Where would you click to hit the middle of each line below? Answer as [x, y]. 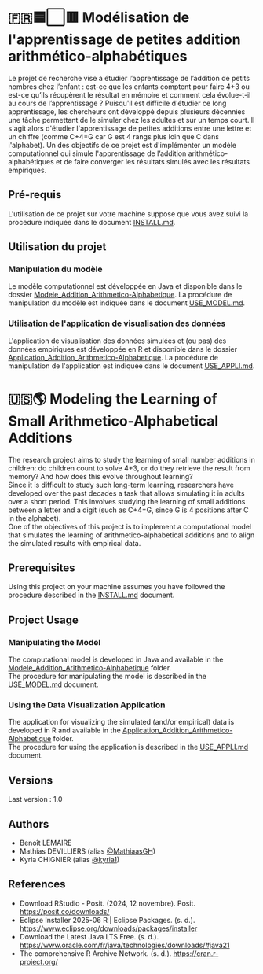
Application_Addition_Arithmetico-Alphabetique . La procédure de [113, 357]
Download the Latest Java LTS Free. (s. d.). [89, 936]
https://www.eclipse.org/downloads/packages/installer [108, 928]
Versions [31, 780]
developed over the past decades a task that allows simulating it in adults [126, 493]
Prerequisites [42, 568]
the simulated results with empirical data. [75, 543]
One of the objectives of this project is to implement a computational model [130, 526]
